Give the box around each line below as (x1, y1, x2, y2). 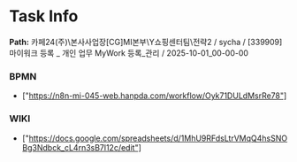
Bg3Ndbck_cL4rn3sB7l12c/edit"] (21, 142, 141, 152)
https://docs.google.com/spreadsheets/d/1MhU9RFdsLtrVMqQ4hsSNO (28, 133, 288, 143)
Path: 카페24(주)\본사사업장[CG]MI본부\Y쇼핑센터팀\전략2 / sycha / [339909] (9, 36, 283, 47)
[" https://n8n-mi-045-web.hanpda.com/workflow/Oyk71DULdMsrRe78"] (21, 90, 287, 101)
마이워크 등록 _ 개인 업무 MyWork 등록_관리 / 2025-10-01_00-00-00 (9, 47, 249, 58)
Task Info (9, 6, 79, 27)
